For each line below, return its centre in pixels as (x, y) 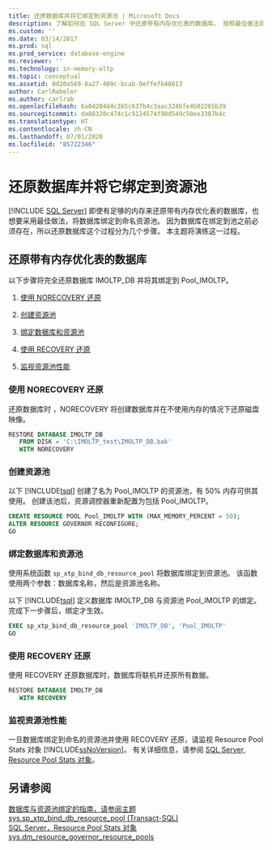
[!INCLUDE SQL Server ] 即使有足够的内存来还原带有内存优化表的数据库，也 (134, 211)
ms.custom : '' (32, 31)
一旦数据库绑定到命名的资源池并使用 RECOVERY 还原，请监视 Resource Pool (136, 740)
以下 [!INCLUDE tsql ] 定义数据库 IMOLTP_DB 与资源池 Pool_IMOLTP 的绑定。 (135, 601)
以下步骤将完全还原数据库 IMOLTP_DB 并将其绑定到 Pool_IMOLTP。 (121, 280)
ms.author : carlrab (41, 99)
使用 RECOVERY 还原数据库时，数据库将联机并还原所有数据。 (111, 675)
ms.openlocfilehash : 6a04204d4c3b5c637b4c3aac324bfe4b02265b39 (117, 106)
